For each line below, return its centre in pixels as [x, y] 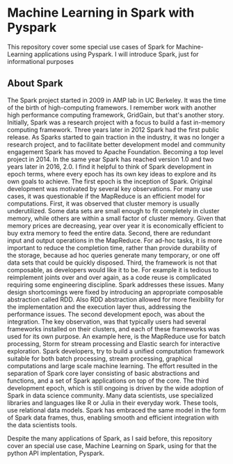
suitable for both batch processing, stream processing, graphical [100, 358]
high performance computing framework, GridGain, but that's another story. [116, 115]
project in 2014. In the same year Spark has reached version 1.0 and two [111, 159]
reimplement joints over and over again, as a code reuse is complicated [110, 277]
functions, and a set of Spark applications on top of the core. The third [108, 381]
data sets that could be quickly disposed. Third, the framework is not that [112, 263]
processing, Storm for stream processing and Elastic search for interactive [114, 343]
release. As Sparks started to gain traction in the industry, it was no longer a [116, 137]
